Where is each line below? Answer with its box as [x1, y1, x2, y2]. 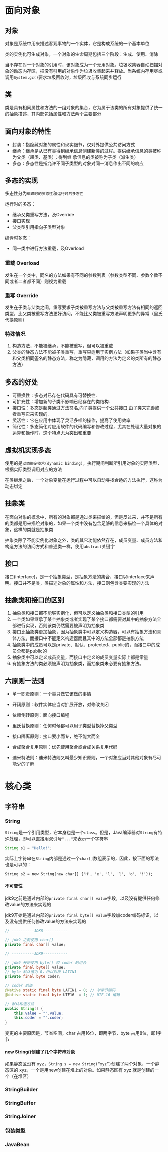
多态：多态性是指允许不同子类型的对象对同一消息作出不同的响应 [12, 160, 144, 166]
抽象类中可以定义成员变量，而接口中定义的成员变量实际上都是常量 [12, 654, 148, 660]
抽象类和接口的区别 [5, 596, 64, 604]
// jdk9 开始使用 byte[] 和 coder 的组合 [5, 960, 86, 965]
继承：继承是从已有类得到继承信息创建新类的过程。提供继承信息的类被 [12, 148, 157, 154]
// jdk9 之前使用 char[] [5, 937, 54, 943]
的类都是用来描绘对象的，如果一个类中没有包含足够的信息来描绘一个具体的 [5, 520, 158, 526]
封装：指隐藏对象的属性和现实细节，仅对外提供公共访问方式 [12, 141, 135, 147]
